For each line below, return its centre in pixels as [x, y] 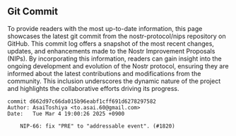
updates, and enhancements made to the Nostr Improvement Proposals [111, 51]
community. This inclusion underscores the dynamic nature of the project [114, 81]
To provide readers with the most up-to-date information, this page [105, 28]
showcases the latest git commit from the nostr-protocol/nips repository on [117, 36]
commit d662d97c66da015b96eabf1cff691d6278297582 [82, 101]
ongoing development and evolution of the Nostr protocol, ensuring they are [118, 66]
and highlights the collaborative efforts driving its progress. [93, 88]
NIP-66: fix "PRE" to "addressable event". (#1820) [98, 126]
